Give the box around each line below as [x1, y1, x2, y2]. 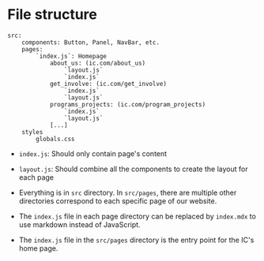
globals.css [36, 135, 76, 143]
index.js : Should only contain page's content [18, 148, 168, 158]
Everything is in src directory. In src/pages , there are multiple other [18, 188, 237, 197]
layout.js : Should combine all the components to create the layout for [18, 164, 248, 173]
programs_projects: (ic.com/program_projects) [49, 100, 206, 108]
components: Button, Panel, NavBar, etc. [21, 38, 160, 47]
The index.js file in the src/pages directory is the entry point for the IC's [18, 235, 255, 244]
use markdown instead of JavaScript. [18, 219, 141, 229]
